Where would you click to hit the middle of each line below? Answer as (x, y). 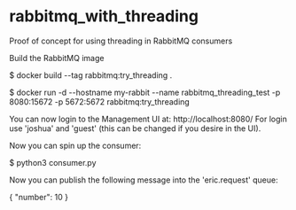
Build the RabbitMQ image (57, 58)
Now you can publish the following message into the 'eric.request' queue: (144, 180)
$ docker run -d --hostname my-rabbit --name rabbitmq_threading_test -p (145, 92)
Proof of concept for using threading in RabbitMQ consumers (121, 41)
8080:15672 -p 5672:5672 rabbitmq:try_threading (100, 101)
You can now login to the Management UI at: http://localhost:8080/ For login (148, 119)
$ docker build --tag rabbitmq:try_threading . (91, 75)
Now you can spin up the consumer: (75, 145)
